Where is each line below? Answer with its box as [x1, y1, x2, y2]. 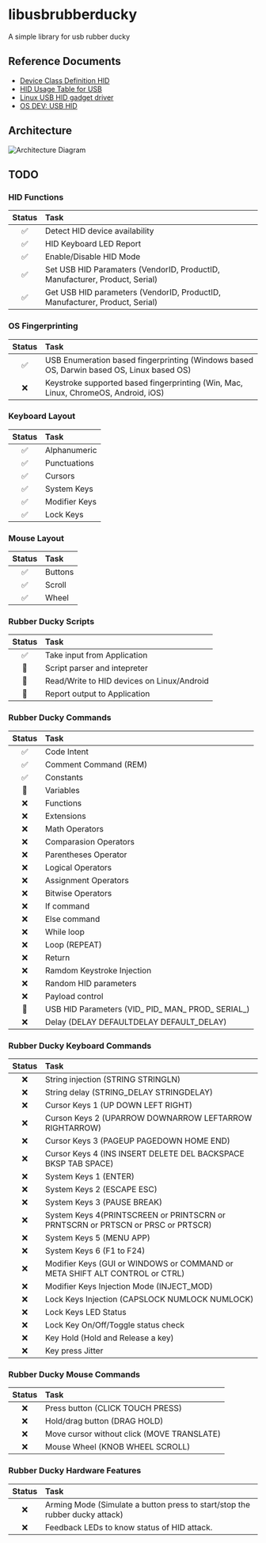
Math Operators [44, 823, 104, 834]
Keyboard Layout [8, 410, 76, 421]
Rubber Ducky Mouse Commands [8, 1369, 141, 1380]
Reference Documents [8, 55, 121, 68]
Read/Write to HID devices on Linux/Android [44, 676, 210, 687]
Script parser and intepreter [44, 663, 148, 674]
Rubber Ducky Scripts [8, 616, 95, 627]
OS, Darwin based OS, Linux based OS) [44, 364, 192, 375]
